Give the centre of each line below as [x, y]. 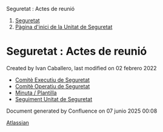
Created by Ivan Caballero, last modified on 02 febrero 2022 [81, 68]
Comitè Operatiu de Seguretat [52, 86]
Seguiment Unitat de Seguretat [54, 99]
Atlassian [18, 122]
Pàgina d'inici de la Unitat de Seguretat [64, 27]
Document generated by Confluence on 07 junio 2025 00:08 [82, 111]
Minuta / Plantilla [36, 93]
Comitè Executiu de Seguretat [52, 80]
